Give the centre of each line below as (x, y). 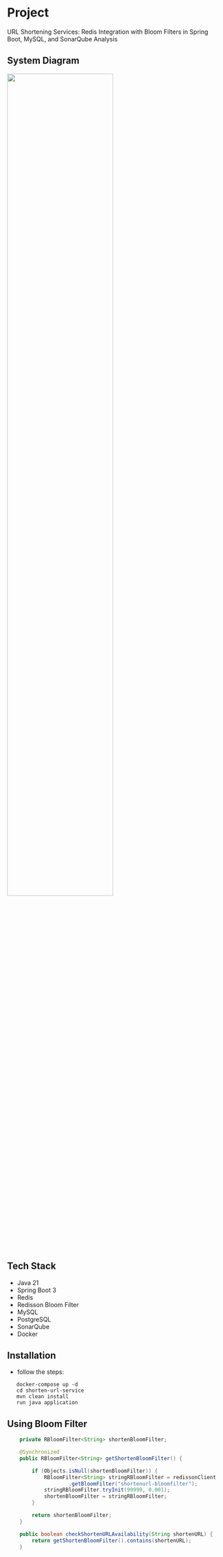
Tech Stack (32, 1266)
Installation (32, 1355)
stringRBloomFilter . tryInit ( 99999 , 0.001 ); (107, 1490)
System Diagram (44, 61)
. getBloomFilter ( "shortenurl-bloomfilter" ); (133, 1484)
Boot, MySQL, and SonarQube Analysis (62, 39)
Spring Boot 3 (37, 1290)
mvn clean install (43, 1397)
